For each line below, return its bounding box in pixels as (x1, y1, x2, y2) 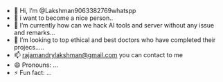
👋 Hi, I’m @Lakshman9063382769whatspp (13, 7, 136, 14)
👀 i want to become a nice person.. (13, 14, 114, 22)
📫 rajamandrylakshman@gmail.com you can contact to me (13, 51, 184, 59)
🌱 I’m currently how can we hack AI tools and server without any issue (13, 21, 215, 29)
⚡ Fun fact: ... (13, 69, 52, 76)
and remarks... (13, 28, 55, 37)
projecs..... (13, 43, 44, 51)
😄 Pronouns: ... (13, 61, 59, 69)
